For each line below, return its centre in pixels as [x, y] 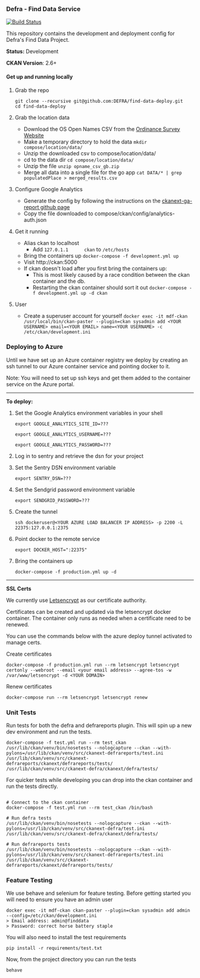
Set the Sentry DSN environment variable [65, 467]
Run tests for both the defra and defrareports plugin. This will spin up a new [99, 726]
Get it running [32, 231]
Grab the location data [42, 117]
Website [34, 135]
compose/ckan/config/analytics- [135, 213]
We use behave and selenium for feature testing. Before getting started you [99, 893]
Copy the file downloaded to [58, 213]
